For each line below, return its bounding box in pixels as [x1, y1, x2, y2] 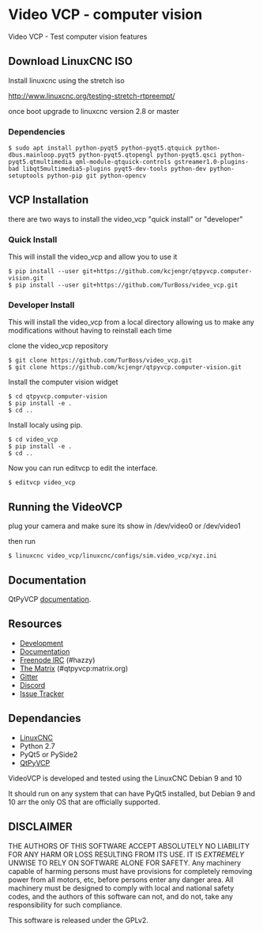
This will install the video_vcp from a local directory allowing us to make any [8, 317, 254, 327]
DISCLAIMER [8, 820, 73, 834]
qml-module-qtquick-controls [75, 158, 171, 166]
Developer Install [8, 299, 75, 310]
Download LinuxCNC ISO [8, 55, 133, 68]
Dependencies [8, 126, 66, 137]
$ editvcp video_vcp [8, 479, 77, 487]
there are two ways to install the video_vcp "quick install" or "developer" [8, 214, 243, 223]
